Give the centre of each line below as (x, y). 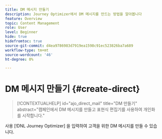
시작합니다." (33, 116)
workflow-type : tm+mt (27, 50)
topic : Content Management (32, 23)
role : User (16, 28)
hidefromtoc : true (24, 41)
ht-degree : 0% (19, 59)
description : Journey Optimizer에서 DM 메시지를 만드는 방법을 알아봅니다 (73, 14)
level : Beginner (21, 32)
